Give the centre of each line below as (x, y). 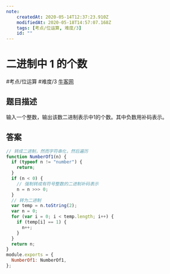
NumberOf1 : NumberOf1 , (39, 261)
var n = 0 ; (25, 211)
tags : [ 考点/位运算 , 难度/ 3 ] (49, 28)
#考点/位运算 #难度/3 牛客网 (40, 82)
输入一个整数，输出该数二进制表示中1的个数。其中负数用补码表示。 (87, 117)
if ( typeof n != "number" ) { (47, 162)
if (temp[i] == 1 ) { (42, 222)
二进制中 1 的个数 (47, 64)
